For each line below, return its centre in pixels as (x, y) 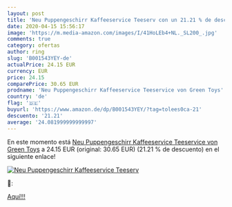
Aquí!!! (16, 196)
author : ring (26, 52)
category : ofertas (33, 45)
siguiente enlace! (31, 156)
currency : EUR (28, 71)
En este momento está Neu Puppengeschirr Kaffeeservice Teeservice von (113, 142)
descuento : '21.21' (35, 116)
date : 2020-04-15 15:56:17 (46, 26)
